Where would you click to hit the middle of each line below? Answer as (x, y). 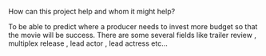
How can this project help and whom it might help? (92, 11)
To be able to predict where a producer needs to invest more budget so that (133, 26)
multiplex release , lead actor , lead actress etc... (88, 43)
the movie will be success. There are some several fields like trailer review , (133, 35)
